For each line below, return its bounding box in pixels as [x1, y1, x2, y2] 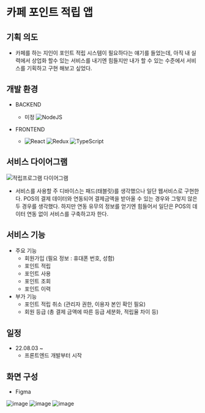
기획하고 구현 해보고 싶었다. [26, 65, 92, 72]
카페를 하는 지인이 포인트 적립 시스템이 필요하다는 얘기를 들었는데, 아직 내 [15, 50, 190, 56]
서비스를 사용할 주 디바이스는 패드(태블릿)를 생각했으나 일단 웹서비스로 [15, 187, 183, 195]
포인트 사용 [24, 270, 51, 277]
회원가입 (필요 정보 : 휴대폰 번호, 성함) [24, 255, 115, 262]
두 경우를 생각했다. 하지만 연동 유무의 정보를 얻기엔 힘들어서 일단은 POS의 [15, 203, 192, 210]
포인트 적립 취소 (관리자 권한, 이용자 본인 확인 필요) [24, 300, 146, 308]
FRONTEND [15, 125, 45, 133]
